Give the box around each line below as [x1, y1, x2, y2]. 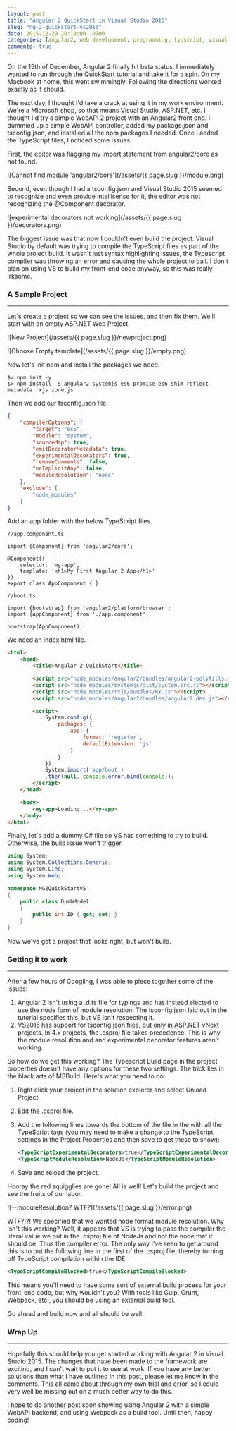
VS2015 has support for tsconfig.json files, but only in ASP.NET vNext [17, 1021, 220, 1030]
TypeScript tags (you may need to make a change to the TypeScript [17, 1128, 214, 1136]
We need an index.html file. [7, 635, 86, 644]
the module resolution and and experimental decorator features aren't [17, 1036, 220, 1045]
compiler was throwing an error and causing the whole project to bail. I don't [7, 257, 229, 265]
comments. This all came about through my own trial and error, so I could [7, 1380, 219, 1388]
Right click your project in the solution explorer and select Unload [17, 1085, 207, 1094]
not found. [7, 157, 37, 166]
